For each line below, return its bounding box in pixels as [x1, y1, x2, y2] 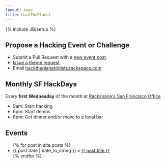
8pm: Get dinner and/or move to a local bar [12, 114, 103, 120]
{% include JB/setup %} [5, 26, 56, 32]
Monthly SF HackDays [5, 80, 77, 88]
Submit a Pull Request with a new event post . [12, 54, 107, 60]
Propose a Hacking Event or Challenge [5, 41, 130, 49]
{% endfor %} [12, 153, 42, 159]
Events [5, 128, 28, 137]
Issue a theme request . [12, 59, 61, 66]
